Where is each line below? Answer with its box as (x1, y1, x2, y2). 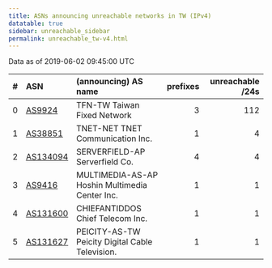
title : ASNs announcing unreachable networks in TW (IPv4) (8, 11, 212, 20)
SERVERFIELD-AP (75, 147, 146, 158)
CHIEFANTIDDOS (75, 203, 142, 215)
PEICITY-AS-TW (75, 226, 141, 237)
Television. (75, 246, 117, 257)
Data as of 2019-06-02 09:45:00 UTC (8, 57, 135, 66)
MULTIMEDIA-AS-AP (75, 169, 159, 181)
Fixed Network (75, 110, 132, 121)
